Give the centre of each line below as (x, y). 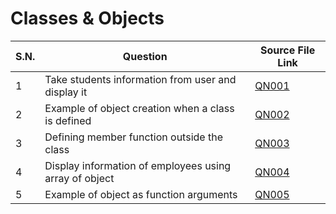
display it (66, 92)
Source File (287, 50)
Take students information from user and (140, 79)
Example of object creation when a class (139, 108)
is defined (68, 120)
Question (145, 56)
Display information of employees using (138, 165)
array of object (79, 178)
